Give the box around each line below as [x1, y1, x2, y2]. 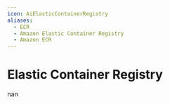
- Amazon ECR [13, 37, 52, 44]
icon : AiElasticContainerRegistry [7, 10, 109, 18]
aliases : [7, 17, 33, 24]
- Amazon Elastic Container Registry [13, 30, 124, 37]
